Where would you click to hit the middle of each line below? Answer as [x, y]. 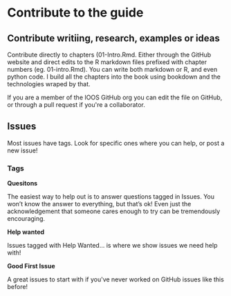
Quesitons [22, 184]
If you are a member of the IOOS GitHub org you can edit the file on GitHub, [115, 97]
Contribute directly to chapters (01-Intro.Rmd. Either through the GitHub [109, 55]
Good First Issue [31, 266]
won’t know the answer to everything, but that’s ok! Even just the [99, 204]
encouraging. [26, 219]
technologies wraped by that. [49, 84]
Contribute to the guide [75, 13]
